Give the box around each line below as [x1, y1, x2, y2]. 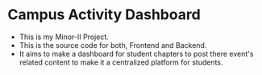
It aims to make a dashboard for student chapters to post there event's [19, 49, 254, 58]
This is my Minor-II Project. [19, 32, 110, 41]
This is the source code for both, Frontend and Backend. [19, 40, 207, 49]
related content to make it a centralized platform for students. [19, 57, 223, 67]
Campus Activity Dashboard [7, 6, 201, 24]
